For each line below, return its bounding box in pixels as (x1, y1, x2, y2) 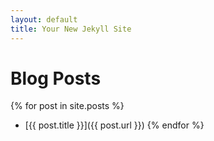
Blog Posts (10, 67, 102, 90)
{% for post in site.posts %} (10, 100, 125, 112)
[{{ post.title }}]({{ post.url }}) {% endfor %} (24, 119, 205, 131)
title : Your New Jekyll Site (10, 24, 132, 34)
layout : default (10, 14, 78, 25)
